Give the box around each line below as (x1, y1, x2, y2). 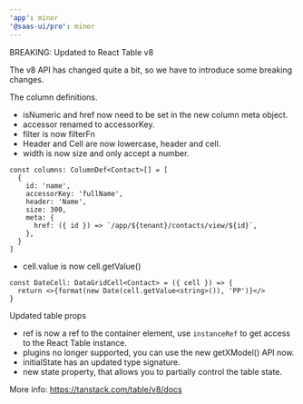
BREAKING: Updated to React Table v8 (9, 46, 154, 57)
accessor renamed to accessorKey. (22, 119, 155, 130)
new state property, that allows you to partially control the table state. (22, 366, 283, 377)
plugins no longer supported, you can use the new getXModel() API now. (22, 347, 295, 358)
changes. (9, 74, 44, 84)
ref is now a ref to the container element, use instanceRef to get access (22, 328, 290, 339)
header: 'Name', (25, 197, 88, 206)
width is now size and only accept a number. (22, 147, 190, 159)
